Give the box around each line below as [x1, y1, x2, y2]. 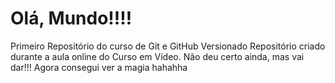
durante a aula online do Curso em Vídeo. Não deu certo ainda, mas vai [10, 50, 305, 62]
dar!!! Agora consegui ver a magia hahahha [10, 61, 188, 73]
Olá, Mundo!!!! [10, 7, 133, 30]
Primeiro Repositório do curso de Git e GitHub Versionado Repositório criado [10, 40, 326, 52]
